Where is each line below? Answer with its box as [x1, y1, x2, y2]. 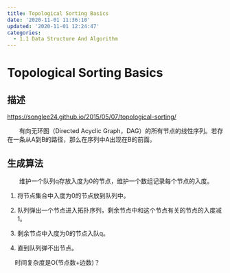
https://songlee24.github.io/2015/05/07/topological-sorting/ [7, 112, 177, 121]
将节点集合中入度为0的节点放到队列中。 [16, 191, 130, 200]
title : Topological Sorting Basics [7, 10, 109, 17]
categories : [7, 29, 41, 36]
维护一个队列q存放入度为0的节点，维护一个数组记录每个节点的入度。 [19, 176, 214, 185]
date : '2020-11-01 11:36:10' [7, 16, 91, 23]
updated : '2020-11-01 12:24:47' [7, 23, 100, 29]
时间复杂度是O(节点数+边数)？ [14, 258, 101, 266]
